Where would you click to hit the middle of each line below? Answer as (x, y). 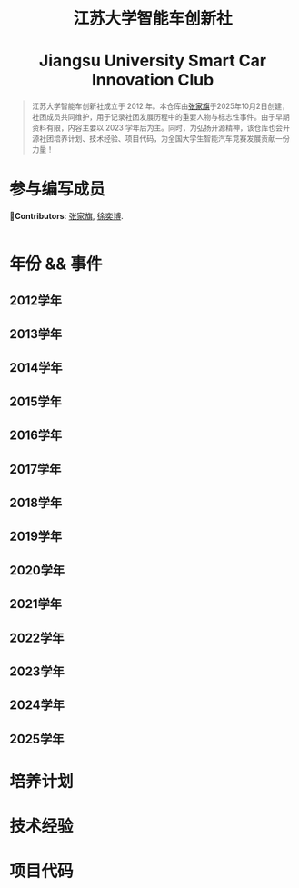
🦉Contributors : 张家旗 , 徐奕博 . (67, 216)
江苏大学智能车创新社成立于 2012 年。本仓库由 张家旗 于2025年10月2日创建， (160, 107)
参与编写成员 (58, 190)
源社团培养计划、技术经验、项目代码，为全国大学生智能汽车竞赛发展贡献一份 (161, 139)
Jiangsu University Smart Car (153, 61)
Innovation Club (153, 80)
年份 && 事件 (56, 264)
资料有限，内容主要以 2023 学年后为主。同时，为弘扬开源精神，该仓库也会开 (161, 128)
